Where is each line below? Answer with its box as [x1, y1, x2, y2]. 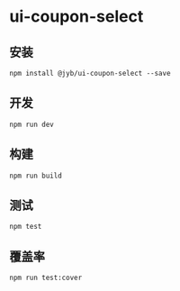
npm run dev [9, 120, 54, 129]
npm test [9, 223, 42, 232]
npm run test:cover [9, 273, 83, 283]
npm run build [9, 171, 63, 180]
